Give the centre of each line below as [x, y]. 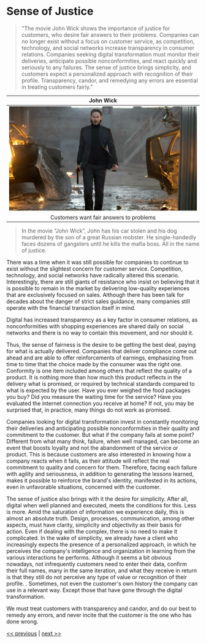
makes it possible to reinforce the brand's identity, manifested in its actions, [102, 480]
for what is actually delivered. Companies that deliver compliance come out [102, 352]
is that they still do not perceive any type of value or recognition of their [97, 577]
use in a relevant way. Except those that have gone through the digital [94, 590]
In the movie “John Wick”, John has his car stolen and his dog [99, 231]
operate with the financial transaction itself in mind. [71, 308]
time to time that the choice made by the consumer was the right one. [94, 364]
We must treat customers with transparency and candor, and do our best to [101, 609]
